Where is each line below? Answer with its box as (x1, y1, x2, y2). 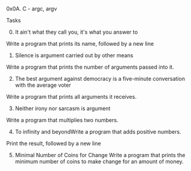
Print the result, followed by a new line (6, 140, 101, 147)
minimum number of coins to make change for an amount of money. (14, 158, 184, 165)
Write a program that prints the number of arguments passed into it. (6, 63, 174, 70)
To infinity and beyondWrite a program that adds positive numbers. (14, 128, 182, 135)
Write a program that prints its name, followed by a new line (6, 40, 154, 47)
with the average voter (14, 81, 71, 89)
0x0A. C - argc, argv (6, 5, 57, 12)
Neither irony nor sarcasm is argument (14, 105, 111, 112)
